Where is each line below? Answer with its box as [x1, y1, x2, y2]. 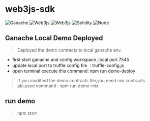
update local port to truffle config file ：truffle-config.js [12, 62, 124, 68]
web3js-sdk [5, 3, 55, 15]
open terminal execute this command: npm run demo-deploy [12, 68, 135, 74]
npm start [17, 110, 37, 116]
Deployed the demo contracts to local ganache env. [17, 47, 122, 53]
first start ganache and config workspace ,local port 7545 [12, 57, 129, 62]
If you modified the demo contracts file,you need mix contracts [17, 77, 145, 83]
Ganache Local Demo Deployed [5, 34, 103, 42]
